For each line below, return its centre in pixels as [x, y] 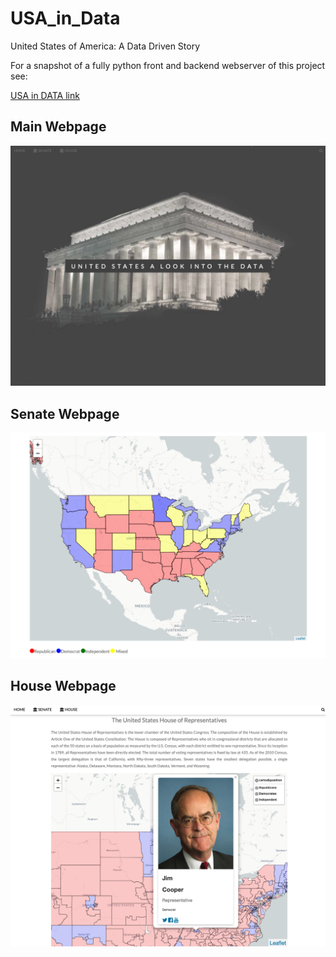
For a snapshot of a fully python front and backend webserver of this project [168, 65]
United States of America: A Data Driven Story [105, 46]
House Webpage [63, 686]
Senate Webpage [65, 413]
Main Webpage [58, 127]
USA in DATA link [45, 95]
